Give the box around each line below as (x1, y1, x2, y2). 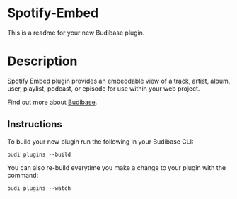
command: (7, 171, 39, 179)
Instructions (7, 118, 62, 130)
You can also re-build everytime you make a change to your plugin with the (7, 163, 226, 171)
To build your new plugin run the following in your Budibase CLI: (7, 137, 194, 146)
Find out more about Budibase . (7, 98, 98, 106)
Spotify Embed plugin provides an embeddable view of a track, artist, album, (7, 76, 231, 85)
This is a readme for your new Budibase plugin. (7, 28, 145, 37)
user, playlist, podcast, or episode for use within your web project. (7, 84, 200, 93)
